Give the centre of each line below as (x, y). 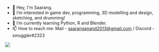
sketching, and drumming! (39, 18)
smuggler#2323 (28, 35)
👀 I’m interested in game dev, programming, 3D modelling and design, (83, 13)
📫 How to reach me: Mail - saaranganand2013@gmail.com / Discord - (83, 28)
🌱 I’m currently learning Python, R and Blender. (59, 23)
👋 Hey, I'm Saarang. (32, 8)
